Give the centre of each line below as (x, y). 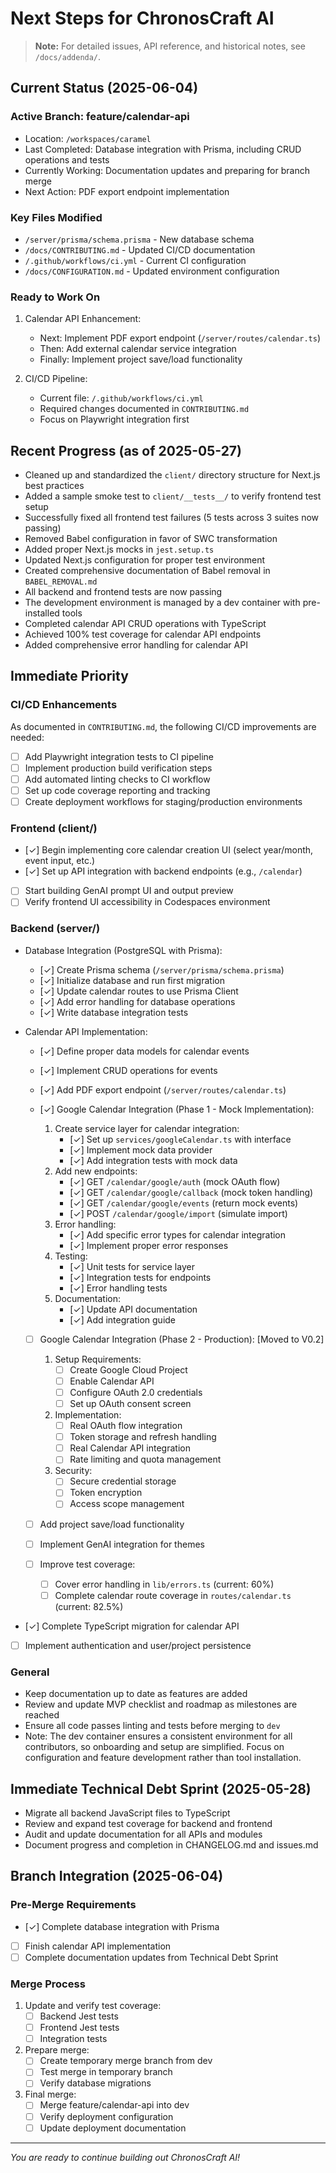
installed (42, 613)
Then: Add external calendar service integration (138, 349)
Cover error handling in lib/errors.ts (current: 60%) (164, 1584)
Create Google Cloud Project (128, 1369)
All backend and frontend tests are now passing (123, 592)
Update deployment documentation (113, 2128)
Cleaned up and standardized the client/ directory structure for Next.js (172, 475)
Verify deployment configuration (106, 2116)
